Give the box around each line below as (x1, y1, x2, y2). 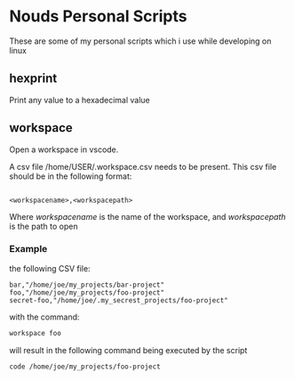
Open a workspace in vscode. (9, 144, 119, 155)
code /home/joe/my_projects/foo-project (9, 362, 162, 371)
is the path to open (9, 221, 78, 231)
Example (9, 243, 48, 255)
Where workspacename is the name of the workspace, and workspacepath (9, 211, 286, 222)
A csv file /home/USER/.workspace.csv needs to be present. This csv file (9, 161, 277, 172)
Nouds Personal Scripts (9, 6, 187, 27)
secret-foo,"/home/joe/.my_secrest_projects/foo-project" (9, 295, 228, 304)
